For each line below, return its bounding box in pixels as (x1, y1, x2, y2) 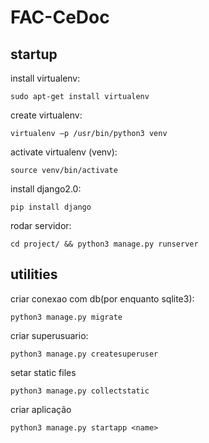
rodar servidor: (10, 220, 72, 231)
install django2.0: (10, 183, 82, 195)
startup (10, 46, 58, 63)
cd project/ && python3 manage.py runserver (10, 239, 199, 249)
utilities (10, 266, 58, 283)
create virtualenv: (10, 109, 83, 121)
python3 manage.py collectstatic (10, 386, 150, 396)
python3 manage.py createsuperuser (10, 349, 159, 359)
